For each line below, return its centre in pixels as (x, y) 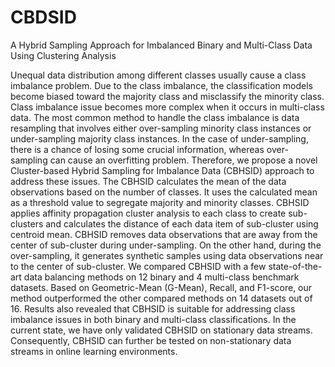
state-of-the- (295, 266)
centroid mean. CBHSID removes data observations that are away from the (164, 234)
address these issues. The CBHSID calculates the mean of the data (148, 181)
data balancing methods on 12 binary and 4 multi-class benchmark (161, 277)
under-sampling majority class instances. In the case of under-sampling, (159, 138)
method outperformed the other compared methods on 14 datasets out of (161, 298)
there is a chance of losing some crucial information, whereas (137, 149)
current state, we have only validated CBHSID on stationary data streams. (161, 330)
